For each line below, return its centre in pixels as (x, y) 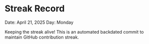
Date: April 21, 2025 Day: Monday (39, 22)
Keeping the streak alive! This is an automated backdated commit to (74, 32)
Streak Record (35, 9)
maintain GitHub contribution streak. (42, 37)
